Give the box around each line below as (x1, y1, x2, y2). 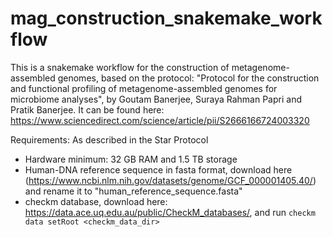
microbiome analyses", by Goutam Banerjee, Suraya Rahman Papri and (10, 93, 302, 105)
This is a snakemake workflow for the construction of (10, 61, 230, 73)
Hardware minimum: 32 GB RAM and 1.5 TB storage (24, 153, 238, 165)
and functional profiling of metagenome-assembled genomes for (10, 82, 278, 94)
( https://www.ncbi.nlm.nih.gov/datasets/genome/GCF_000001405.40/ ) (24, 174, 317, 186)
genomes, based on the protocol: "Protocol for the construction (57, 72, 320, 84)
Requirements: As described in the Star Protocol (10, 133, 209, 146)
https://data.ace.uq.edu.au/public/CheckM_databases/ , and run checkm (24, 206, 316, 218)
